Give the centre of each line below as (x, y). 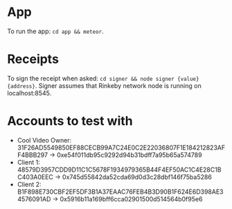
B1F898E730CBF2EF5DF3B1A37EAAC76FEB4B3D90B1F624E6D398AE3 (120, 192)
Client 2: (29, 184)
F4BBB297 (33, 155)
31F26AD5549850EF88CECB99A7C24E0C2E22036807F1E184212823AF (121, 147)
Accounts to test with (70, 121)
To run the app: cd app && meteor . (55, 31)
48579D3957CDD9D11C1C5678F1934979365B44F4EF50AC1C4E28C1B (119, 170)
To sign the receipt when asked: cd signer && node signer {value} (103, 78)
